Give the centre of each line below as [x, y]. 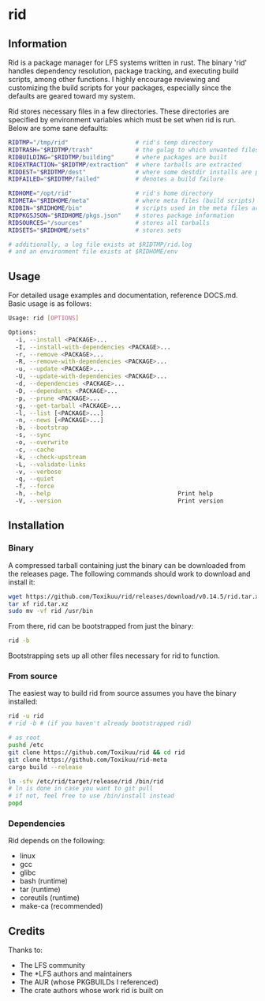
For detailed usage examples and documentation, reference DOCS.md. [123, 295]
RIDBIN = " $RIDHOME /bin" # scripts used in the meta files [128, 208]
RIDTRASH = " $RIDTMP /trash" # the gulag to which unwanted [123, 150]
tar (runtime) [40, 890]
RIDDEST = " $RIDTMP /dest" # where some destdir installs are [130, 172]
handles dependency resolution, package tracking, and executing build [123, 71]
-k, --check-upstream [51, 457]
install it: [22, 582]
